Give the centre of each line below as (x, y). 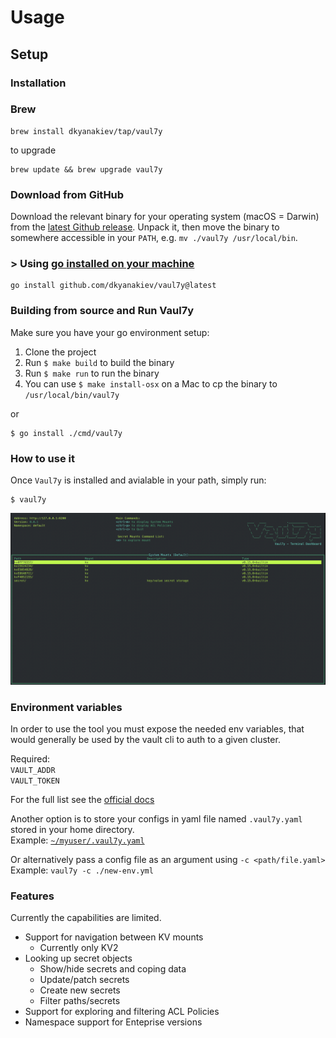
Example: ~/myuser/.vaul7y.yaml (77, 840)
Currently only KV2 (79, 948)
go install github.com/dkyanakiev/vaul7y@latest (113, 286)
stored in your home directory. (72, 829)
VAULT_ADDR (33, 770)
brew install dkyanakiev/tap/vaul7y (86, 131)
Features (32, 896)
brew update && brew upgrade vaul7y (86, 169)
